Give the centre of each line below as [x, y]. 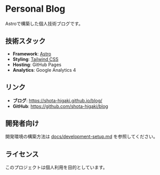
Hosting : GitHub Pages [37, 65]
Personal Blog [35, 9]
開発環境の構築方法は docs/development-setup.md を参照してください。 [82, 137]
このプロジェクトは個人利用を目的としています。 [57, 167]
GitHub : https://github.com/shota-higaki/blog [60, 106]
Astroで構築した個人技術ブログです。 [44, 23]
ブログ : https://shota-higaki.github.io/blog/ [58, 100]
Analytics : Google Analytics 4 [44, 70]
